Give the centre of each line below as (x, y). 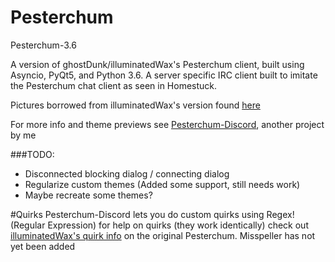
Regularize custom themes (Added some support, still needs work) (162, 184)
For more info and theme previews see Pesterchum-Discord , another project (167, 124)
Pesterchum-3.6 (43, 45)
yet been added (43, 246)
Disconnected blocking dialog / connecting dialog (127, 173)
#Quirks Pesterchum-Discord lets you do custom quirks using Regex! (152, 214)
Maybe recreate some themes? (88, 195)
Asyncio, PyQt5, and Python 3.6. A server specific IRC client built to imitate (164, 75)
